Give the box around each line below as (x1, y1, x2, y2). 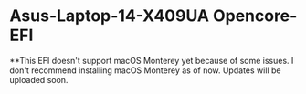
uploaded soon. (9, 74, 69, 85)
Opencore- (213, 5, 298, 26)
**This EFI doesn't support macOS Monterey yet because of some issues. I (9, 55, 294, 66)
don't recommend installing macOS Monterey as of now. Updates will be (9, 65, 281, 76)
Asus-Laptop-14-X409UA (9, 5, 210, 26)
